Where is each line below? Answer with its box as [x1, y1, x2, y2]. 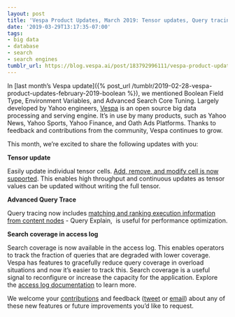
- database [7, 43, 39, 50]
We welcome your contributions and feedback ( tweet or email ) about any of [7, 294, 226, 302]
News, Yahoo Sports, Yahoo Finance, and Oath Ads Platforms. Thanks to [7, 118, 217, 127]
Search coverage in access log [7, 230, 99, 238]
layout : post [7, 10, 45, 17]
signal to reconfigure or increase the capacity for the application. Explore [7, 273, 218, 281]
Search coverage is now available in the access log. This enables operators [7, 243, 225, 252]
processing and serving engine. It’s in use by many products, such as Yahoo [7, 111, 227, 120]
